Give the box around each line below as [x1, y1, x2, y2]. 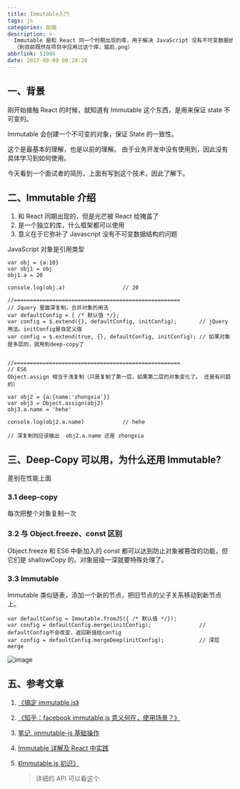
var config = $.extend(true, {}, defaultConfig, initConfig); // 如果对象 [7, 333, 231, 341]
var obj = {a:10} [7, 259, 59, 266]
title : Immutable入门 [7, 10, 70, 18]
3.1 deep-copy [7, 492, 59, 502]
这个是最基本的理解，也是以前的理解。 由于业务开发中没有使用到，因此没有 [7, 144, 229, 154]
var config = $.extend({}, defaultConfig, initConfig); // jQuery [7, 318, 229, 326]
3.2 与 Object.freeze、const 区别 [7, 529, 123, 539]
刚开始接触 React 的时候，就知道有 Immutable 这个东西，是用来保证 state [7, 105, 223, 114]
